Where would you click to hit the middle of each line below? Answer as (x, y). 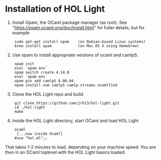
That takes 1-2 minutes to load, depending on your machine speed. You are (80, 147)
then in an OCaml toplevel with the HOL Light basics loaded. (65, 152)
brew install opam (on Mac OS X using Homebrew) (77, 46)
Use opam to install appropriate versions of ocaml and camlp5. (75, 55)
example (21, 33)
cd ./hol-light (30, 107)
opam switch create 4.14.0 (42, 72)
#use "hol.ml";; (31, 138)
